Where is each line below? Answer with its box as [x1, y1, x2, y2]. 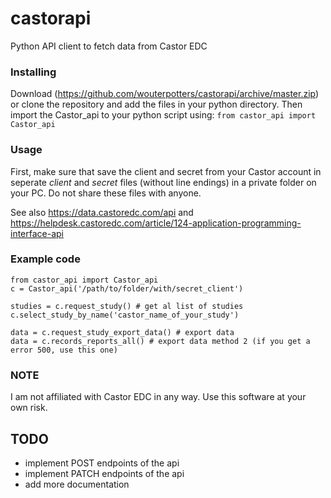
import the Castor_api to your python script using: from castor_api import [10, 109, 317, 121]
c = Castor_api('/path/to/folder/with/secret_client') [10, 283, 244, 294]
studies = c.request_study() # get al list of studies [10, 301, 244, 311]
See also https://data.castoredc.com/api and [10, 206, 194, 218]
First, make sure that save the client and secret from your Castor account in [10, 165, 322, 177]
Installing [10, 65, 57, 79]
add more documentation [24, 478, 130, 490]
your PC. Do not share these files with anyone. [10, 187, 202, 199]
